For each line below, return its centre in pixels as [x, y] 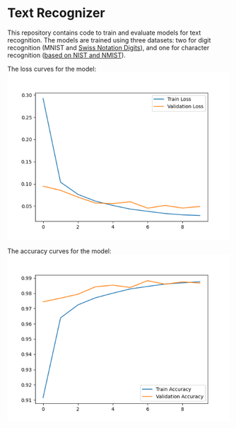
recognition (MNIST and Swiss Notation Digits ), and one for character [108, 47]
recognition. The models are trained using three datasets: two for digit [109, 40]
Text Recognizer [56, 13]
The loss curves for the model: [52, 69]
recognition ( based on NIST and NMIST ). [66, 55]
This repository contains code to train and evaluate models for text [104, 33]
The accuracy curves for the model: [59, 251]
